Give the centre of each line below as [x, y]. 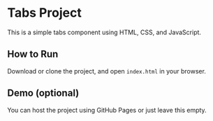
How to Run [33, 54]
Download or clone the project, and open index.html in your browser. [106, 71]
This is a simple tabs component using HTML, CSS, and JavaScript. [104, 32]
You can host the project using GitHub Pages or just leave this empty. [107, 110]
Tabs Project [44, 13]
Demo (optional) [43, 93]
